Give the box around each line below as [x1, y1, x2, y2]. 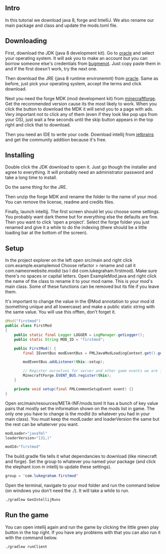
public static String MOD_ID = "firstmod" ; [14, 337, 105, 342]
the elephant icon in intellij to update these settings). [5, 464, 112, 470]
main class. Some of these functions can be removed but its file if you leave [5, 283, 160, 289]
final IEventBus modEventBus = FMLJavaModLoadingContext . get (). [23, 350, 158, 356]
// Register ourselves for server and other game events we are [23, 369, 158, 374]
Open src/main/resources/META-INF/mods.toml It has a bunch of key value [5, 400, 159, 406]
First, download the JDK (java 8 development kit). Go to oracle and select [5, 50, 155, 56]
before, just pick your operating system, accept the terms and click [5, 80, 142, 86]
